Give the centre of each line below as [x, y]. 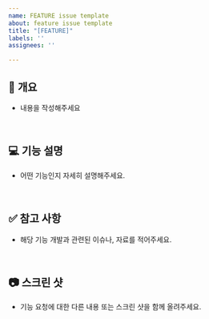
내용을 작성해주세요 [50, 107]
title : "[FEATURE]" [41, 30]
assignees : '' [32, 46]
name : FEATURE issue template [59, 16]
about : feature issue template [60, 23]
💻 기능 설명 [36, 151]
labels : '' [26, 38]
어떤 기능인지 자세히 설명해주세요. [72, 175]
